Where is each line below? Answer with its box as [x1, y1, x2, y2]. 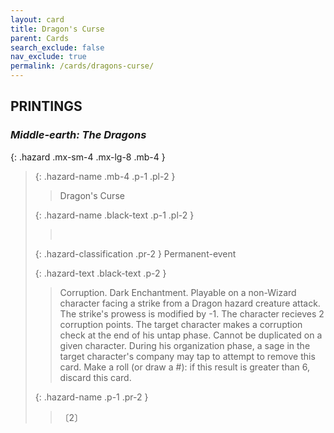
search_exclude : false [10, 42, 105, 53]
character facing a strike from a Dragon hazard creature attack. [59, 297, 321, 309]
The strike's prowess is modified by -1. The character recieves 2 [59, 307, 325, 320]
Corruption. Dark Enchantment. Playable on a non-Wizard [59, 286, 297, 298]
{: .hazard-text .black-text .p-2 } [34, 267, 167, 279]
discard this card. [59, 371, 132, 383]
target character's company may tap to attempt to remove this [59, 350, 316, 362]
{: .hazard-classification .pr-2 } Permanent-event [34, 247, 237, 260]
